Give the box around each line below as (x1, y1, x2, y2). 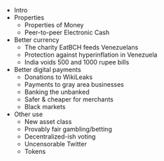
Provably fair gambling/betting (24, 125, 112, 133)
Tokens (24, 147, 46, 155)
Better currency (13, 36, 60, 44)
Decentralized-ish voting (24, 132, 96, 141)
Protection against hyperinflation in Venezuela (24, 50, 158, 59)
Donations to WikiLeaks (24, 73, 93, 81)
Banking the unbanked (24, 87, 90, 96)
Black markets (24, 103, 66, 111)
